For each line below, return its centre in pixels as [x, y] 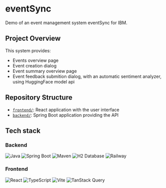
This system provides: [28, 50]
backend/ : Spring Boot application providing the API [66, 115]
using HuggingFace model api [44, 81]
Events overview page [35, 60]
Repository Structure [39, 98]
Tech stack [23, 130]
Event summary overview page [45, 71]
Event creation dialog [34, 65]
